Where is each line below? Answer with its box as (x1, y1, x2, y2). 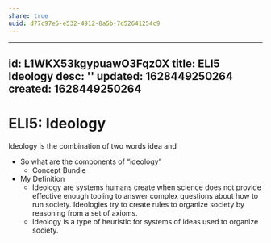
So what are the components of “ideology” (19, 157, 162, 166)
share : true (8, 11, 48, 20)
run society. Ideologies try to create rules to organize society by (31, 199, 244, 209)
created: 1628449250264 (8, 82, 142, 95)
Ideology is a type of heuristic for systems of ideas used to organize (31, 216, 259, 226)
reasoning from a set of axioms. (31, 207, 139, 218)
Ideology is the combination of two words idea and (8, 140, 177, 150)
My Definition (19, 174, 65, 183)
